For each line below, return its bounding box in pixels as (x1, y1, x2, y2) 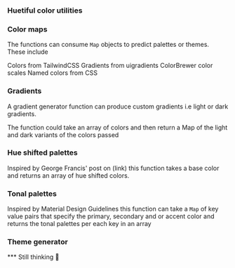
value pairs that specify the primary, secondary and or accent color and (7, 212, 215, 220)
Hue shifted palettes (7, 148, 79, 157)
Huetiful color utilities (7, 6, 83, 15)
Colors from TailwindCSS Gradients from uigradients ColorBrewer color (7, 62, 213, 70)
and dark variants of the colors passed (7, 130, 119, 139)
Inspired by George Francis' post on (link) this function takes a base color (7, 164, 220, 172)
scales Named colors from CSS (7, 69, 98, 77)
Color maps (7, 24, 48, 34)
